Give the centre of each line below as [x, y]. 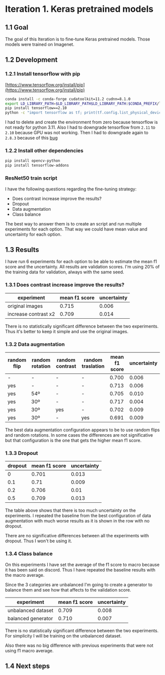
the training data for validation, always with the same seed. [65, 272]
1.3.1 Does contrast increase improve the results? [65, 285]
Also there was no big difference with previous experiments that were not [79, 645]
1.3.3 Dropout [22, 453]
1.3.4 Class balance [29, 554]
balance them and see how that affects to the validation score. [68, 590]
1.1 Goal [17, 27]
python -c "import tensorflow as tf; [44, 113]
